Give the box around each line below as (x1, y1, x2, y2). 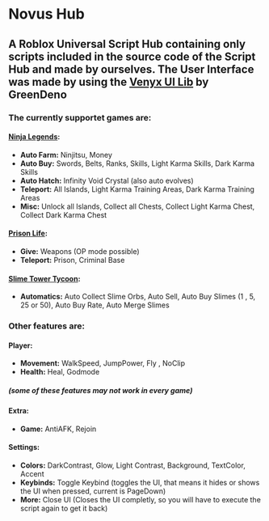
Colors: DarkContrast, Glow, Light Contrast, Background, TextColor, (19, 460, 246, 470)
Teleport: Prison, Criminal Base (19, 255, 125, 265)
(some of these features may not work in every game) (8, 385, 193, 395)
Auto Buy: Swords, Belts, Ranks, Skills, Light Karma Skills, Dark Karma (19, 159, 255, 168)
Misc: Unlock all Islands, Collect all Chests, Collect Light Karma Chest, (19, 201, 255, 211)
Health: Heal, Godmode (19, 367, 100, 377)
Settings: (8, 443, 40, 452)
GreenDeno (8, 87, 67, 101)
